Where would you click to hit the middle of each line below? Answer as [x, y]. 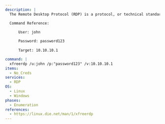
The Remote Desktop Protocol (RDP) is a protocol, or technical [77, 14]
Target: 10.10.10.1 [38, 50]
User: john [29, 32]
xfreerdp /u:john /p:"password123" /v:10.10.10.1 [61, 64]
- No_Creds [21, 73]
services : [15, 77]
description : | [21, 10]
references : [17, 109]
